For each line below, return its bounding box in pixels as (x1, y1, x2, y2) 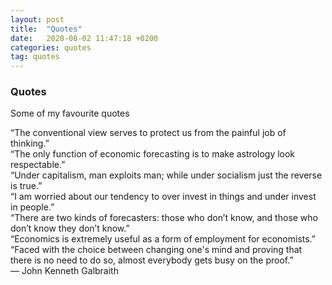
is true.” (10, 180, 43, 192)
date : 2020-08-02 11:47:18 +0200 (10, 33, 159, 43)
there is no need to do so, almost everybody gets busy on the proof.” (10, 254, 294, 266)
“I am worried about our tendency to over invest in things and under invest (10, 191, 317, 203)
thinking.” (10, 137, 50, 150)
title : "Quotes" (10, 24, 83, 34)
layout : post (10, 14, 65, 25)
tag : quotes (10, 52, 60, 62)
